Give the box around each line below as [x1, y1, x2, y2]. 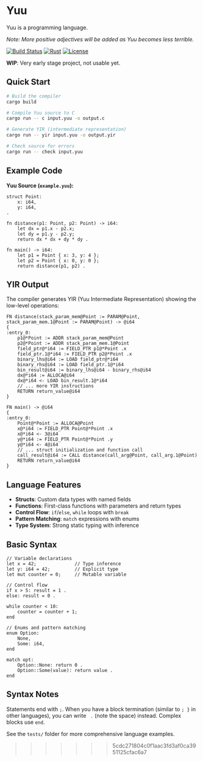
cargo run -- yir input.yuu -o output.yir [6, 132, 116, 138]
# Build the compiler [6, 93, 62, 99]
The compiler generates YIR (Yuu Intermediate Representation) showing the [6, 296, 196, 303]
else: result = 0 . [6, 593, 56, 599]
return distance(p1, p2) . [17, 263, 86, 269]
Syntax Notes [6, 689, 59, 699]
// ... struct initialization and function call [17, 447, 143, 453]
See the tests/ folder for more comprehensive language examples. [6, 730, 175, 737]
